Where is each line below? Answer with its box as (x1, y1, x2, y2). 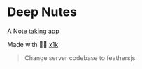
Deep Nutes (7, 4, 77, 20)
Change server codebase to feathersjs (24, 53, 136, 62)
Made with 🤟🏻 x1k (7, 40, 59, 48)
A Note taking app (7, 27, 59, 35)
